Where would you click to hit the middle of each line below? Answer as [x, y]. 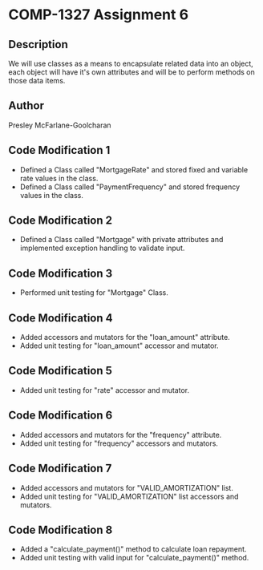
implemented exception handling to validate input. [102, 248]
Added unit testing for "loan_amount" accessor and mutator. [119, 346]
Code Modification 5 [60, 371]
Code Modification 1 [59, 150]
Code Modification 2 [61, 221]
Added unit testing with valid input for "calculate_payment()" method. [134, 558]
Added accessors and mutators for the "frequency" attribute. [121, 435]
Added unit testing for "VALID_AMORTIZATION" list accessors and [129, 496]
